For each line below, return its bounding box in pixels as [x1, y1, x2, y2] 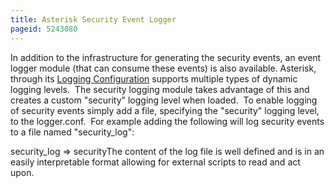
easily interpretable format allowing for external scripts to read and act [10, 156, 301, 168]
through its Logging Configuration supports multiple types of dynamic [10, 72, 298, 85]
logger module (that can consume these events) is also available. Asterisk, [10, 62, 317, 74]
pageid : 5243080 [10, 24, 78, 34]
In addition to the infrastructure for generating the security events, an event [10, 51, 322, 63]
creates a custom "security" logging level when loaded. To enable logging [10, 94, 318, 106]
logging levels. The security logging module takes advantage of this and [10, 83, 310, 95]
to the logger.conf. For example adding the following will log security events [10, 115, 325, 127]
